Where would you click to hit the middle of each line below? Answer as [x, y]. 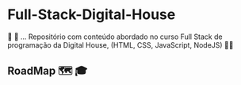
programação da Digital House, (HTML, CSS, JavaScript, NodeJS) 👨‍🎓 [120, 44]
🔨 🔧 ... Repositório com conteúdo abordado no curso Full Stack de [115, 37]
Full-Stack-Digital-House [92, 15]
